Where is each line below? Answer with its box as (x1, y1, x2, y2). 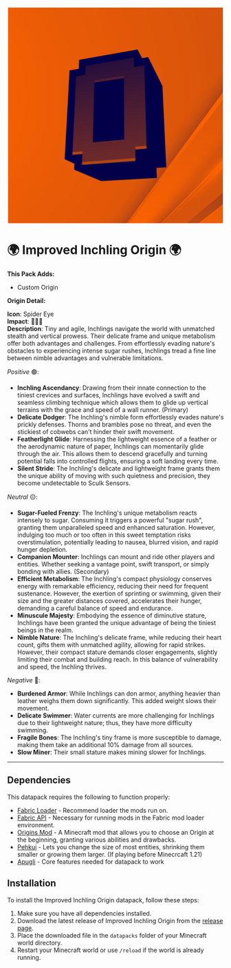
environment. (16, 820, 55, 829)
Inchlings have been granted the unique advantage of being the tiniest (16, 618, 217, 626)
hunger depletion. (16, 545, 68, 553)
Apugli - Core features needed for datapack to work (16, 857, 164, 866)
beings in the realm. (16, 626, 74, 634)
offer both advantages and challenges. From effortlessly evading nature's (7, 339, 215, 347)
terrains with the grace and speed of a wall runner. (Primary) (16, 405, 189, 414)
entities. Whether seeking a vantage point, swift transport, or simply (16, 560, 210, 568)
